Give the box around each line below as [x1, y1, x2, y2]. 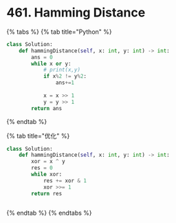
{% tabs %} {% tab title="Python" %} [6, 28, 112, 36]
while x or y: [31, 60, 71, 67]
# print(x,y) [43, 67, 80, 74]
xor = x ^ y [31, 158, 66, 165]
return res [31, 190, 63, 197]
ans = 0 [31, 54, 53, 61]
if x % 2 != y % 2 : [43, 73, 87, 80]
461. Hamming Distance [6, 5, 146, 21]
